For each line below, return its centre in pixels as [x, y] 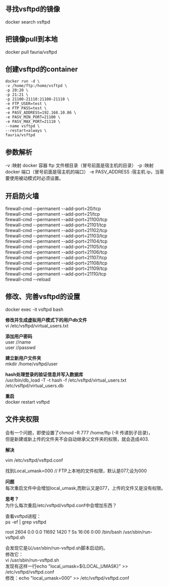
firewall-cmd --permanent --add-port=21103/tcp [56, 236]
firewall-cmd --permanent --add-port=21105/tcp [56, 247]
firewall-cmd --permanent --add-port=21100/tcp [56, 220]
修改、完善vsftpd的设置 [43, 297]
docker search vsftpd [28, 22]
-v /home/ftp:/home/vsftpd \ [36, 86]
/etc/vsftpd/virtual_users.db [34, 385]
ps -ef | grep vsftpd [26, 522]
